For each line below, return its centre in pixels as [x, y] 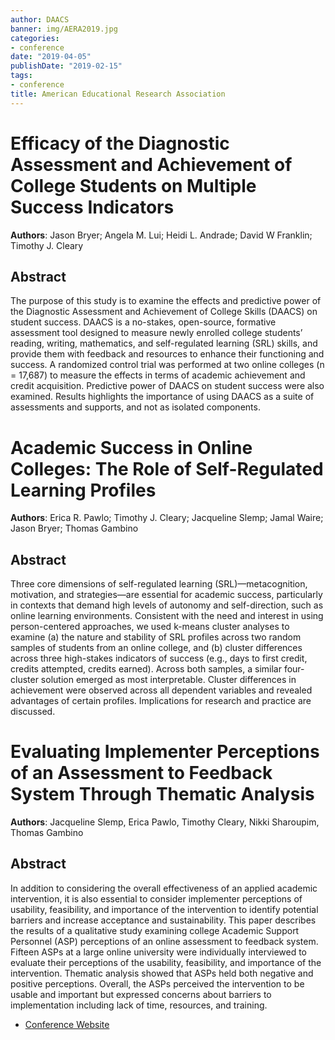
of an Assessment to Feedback [141, 773]
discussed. [33, 712]
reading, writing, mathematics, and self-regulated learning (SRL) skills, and [164, 343]
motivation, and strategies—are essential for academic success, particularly [166, 595]
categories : [35, 38]
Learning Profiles [83, 490]
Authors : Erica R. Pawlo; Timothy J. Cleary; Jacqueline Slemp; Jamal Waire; [167, 518]
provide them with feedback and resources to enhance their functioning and [167, 354]
